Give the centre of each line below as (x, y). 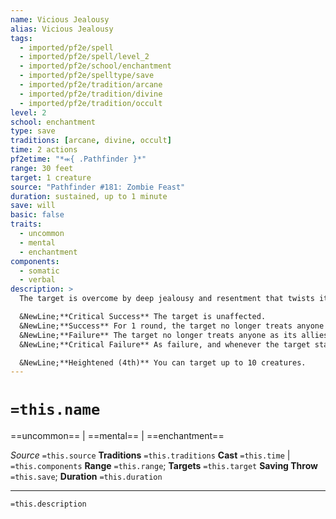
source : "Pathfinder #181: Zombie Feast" (98, 187)
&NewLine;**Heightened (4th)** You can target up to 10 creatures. (163, 362)
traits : (26, 224)
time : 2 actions (44, 150)
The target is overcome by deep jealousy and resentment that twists (167, 299)
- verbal (37, 280)
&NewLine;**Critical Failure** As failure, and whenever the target (165, 344)
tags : (21, 38)
